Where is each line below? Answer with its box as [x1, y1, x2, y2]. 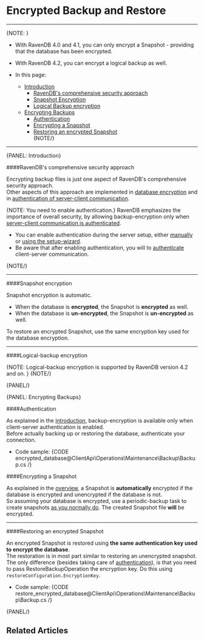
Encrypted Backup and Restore [6, 4, 166, 18]
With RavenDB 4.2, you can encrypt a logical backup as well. [15, 59, 168, 67]
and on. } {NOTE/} [6, 369, 52, 377]
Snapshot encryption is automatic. [6, 291, 92, 298]
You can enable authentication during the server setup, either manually [15, 231, 193, 238]
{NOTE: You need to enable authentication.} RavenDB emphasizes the [6, 206, 181, 214]
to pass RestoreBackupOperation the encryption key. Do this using [6, 565, 173, 572]
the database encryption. [6, 334, 69, 342]
